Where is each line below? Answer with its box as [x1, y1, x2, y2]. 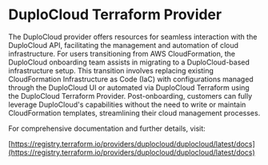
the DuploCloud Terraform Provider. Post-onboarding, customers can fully [8, 91, 253, 100]
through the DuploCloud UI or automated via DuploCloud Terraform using [8, 82, 250, 92]
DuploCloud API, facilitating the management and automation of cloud [8, 40, 238, 49]
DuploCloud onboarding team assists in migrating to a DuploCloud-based [8, 57, 250, 67]
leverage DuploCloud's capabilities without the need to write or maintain [8, 100, 246, 109]
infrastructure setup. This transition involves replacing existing [8, 65, 214, 75]
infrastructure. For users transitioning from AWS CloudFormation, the [8, 49, 236, 58]
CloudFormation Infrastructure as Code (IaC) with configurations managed [8, 74, 254, 84]
